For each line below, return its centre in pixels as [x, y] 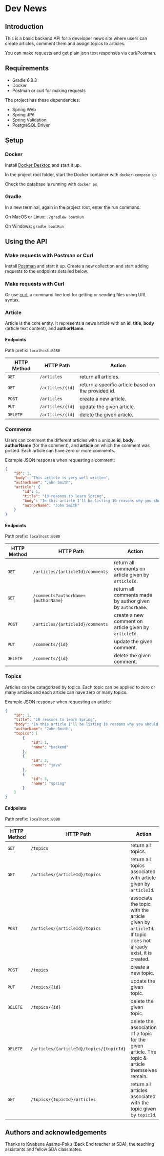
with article [143, 878]
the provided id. [98, 391]
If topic [139, 934]
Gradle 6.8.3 [25, 80]
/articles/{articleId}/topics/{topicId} [78, 1049]
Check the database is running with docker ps [51, 184]
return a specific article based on [117, 385]
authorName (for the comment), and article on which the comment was [78, 445]
